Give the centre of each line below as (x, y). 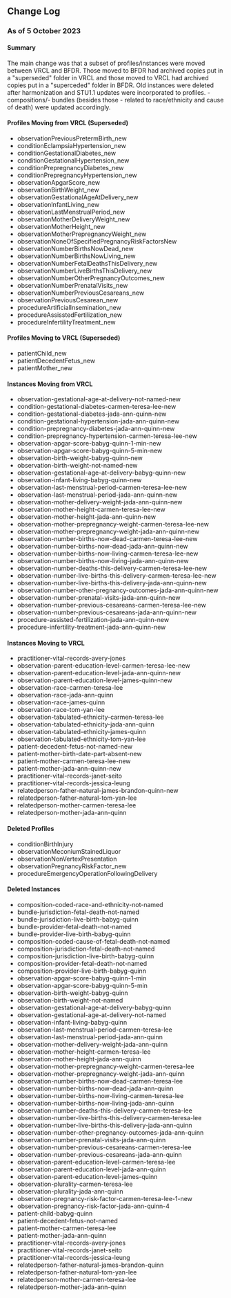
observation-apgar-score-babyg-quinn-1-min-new (89, 444)
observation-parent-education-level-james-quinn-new (94, 680)
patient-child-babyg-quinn (55, 1213)
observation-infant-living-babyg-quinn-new (79, 480)
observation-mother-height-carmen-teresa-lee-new (91, 510)
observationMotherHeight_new (61, 226)
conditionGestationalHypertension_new (73, 160)
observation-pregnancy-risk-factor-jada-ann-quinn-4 (93, 1206)
